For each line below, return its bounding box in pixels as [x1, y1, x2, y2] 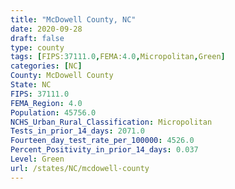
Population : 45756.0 [10, 107, 97, 118]
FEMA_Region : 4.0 [10, 98, 83, 108]
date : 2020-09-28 [10, 24, 83, 34]
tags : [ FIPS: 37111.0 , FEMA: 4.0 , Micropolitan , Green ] [10, 52, 226, 62]
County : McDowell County [10, 71, 114, 81]
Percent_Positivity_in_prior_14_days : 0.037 [10, 145, 199, 155]
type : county [10, 42, 65, 53]
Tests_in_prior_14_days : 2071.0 [10, 126, 145, 136]
